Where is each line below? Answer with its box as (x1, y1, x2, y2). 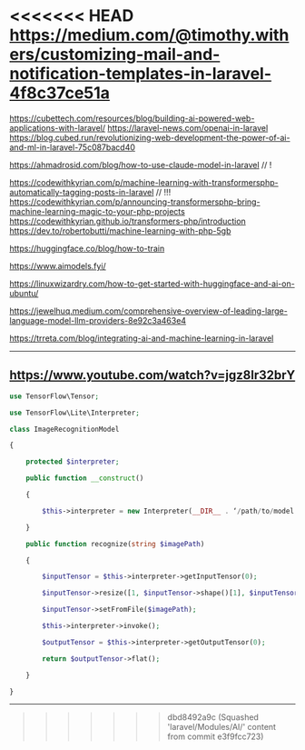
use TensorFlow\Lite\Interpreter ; (9, 408, 141, 417)
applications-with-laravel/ (9, 122, 106, 133)
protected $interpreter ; (25, 457, 120, 466)
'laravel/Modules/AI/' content (167, 722, 277, 733)
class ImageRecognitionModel (9, 425, 120, 434)
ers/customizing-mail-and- (9, 45, 221, 65)
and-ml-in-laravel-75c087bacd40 (9, 142, 136, 153)
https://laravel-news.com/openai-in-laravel (107, 122, 269, 133)
